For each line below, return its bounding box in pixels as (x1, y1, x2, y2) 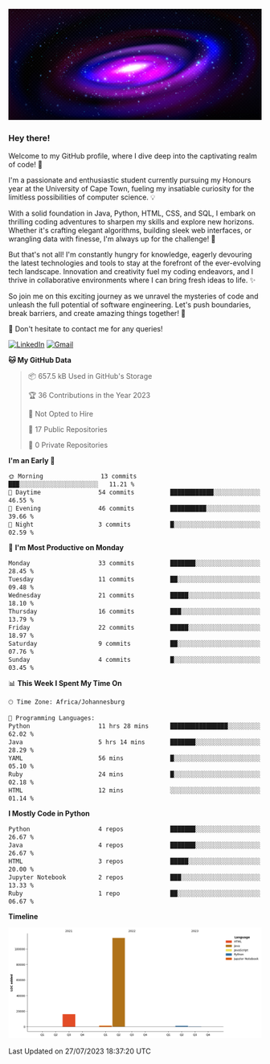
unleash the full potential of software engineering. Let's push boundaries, (8, 299, 252, 310)
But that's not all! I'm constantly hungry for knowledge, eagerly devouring (8, 249, 252, 259)
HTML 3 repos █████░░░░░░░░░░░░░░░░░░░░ (8, 857, 261, 865)
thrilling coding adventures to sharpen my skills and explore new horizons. (8, 216, 255, 226)
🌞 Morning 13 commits (8, 472, 137, 480)
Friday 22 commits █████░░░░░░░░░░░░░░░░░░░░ (8, 623, 261, 631)
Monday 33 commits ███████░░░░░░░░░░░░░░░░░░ (8, 559, 261, 567)
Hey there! (8, 133, 51, 144)
